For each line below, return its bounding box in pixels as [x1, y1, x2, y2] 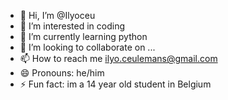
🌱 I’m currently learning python [19, 31, 148, 42]
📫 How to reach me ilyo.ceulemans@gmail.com [19, 53, 218, 64]
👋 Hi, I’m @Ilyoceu [19, 10, 96, 21]
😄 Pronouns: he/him [19, 67, 105, 79]
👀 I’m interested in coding [19, 20, 126, 32]
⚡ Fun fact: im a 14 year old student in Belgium [19, 78, 212, 90]
